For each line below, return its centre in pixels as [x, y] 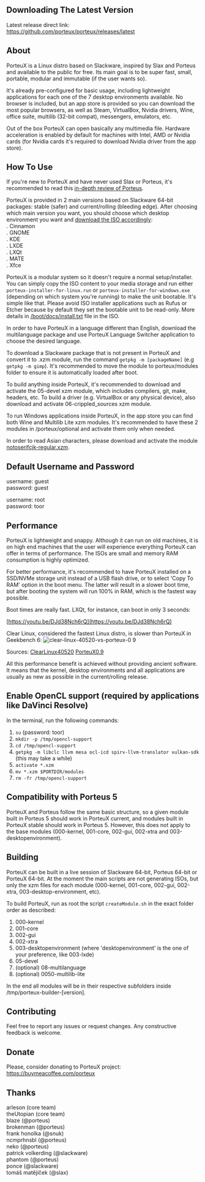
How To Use [30, 167]
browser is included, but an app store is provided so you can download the [100, 103]
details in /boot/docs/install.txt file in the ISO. [63, 316]
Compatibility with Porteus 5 [62, 797]
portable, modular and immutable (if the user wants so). [76, 78]
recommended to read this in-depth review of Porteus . [75, 188]
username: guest [28, 481]
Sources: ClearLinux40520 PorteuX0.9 [55, 652]
